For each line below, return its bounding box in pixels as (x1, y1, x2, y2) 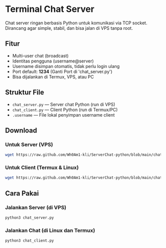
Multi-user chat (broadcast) (12, 53, 69, 59)
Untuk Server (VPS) (5, 141, 53, 148)
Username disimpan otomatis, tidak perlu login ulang (12, 63, 120, 69)
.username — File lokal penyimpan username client (12, 112, 115, 118)
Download (5, 126, 37, 134)
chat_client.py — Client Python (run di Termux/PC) (12, 107, 118, 113)
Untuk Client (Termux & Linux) (5, 164, 79, 171)
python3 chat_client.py (5, 238, 54, 244)
